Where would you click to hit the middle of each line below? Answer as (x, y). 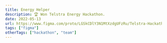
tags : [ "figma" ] (22, 28)
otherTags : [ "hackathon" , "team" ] (41, 33)
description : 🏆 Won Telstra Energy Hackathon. (55, 14)
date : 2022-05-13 (23, 19)
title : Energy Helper (28, 10)
